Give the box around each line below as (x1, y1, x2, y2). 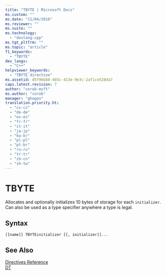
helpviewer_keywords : (5, 68, 50, 73)
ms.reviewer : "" (5, 21, 39, 27)
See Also (5, 246, 33, 254)
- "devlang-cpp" (9, 36, 43, 41)
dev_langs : (5, 59, 28, 64)
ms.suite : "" (5, 26, 32, 31)
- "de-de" (9, 110, 30, 115)
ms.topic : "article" (5, 45, 48, 50)
